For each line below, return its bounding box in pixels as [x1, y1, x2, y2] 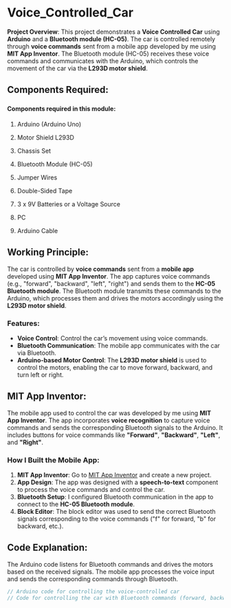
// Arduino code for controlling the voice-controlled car [7, 588, 180, 595]
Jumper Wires [16, 173, 58, 182]
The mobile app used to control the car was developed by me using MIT [7, 409, 212, 417]
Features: [7, 318, 40, 328]
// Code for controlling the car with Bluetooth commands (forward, [7, 594, 208, 601]
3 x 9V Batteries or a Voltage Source [16, 199, 120, 208]
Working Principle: [7, 246, 89, 259]
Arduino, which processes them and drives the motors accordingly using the [7, 294, 223, 302]
